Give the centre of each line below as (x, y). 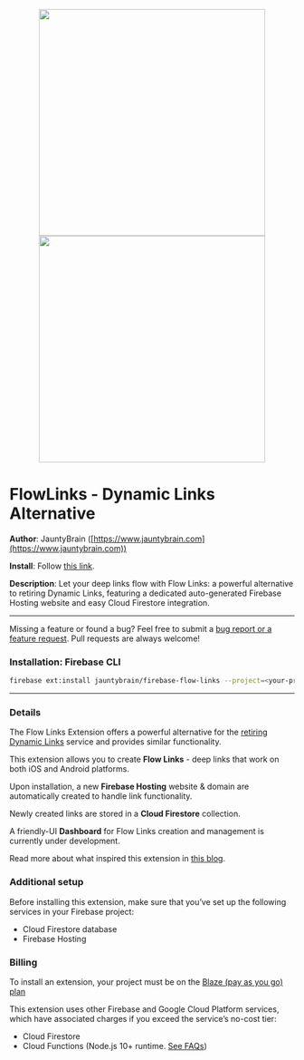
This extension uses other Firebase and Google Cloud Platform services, (144, 1009)
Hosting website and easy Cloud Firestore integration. (109, 602)
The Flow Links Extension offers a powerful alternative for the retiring (139, 732)
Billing (24, 962)
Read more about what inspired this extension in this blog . (118, 859)
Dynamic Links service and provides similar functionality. (115, 742)
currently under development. (65, 841)
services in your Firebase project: (71, 911)
